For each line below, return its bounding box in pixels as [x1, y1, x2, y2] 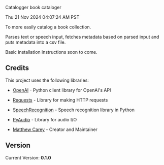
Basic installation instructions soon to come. [5, 49, 97, 55]
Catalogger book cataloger [5, 5, 62, 10]
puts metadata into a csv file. [5, 39, 66, 45]
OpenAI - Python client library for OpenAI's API [12, 87, 111, 93]
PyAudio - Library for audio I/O [12, 116, 77, 122]
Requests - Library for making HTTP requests [12, 96, 108, 103]
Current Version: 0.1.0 [5, 154, 51, 160]
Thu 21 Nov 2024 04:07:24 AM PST [5, 14, 80, 20]
